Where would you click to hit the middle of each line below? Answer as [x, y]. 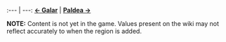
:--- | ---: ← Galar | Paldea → [49, 10]
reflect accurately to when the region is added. [74, 31]
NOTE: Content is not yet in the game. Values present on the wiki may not [113, 23]
